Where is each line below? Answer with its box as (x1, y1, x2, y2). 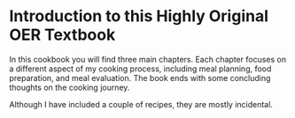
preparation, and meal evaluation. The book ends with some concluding (9, 72, 271, 83)
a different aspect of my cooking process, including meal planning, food (9, 63, 272, 74)
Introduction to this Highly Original (9, 6, 268, 26)
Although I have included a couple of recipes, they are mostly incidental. (9, 99, 273, 109)
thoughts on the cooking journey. (9, 82, 130, 92)
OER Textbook (9, 25, 116, 45)
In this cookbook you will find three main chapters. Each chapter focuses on (9, 54, 286, 64)
